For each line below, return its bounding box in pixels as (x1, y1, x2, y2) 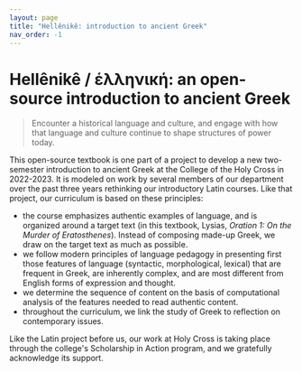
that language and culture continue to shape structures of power (31, 127, 272, 138)
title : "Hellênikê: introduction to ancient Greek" (9, 22, 207, 31)
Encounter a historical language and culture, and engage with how (31, 118, 279, 129)
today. (31, 137, 56, 148)
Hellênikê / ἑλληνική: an (9, 69, 197, 89)
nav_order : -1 (9, 30, 63, 39)
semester (9, 164, 45, 175)
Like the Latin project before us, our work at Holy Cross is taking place (9, 333, 270, 344)
